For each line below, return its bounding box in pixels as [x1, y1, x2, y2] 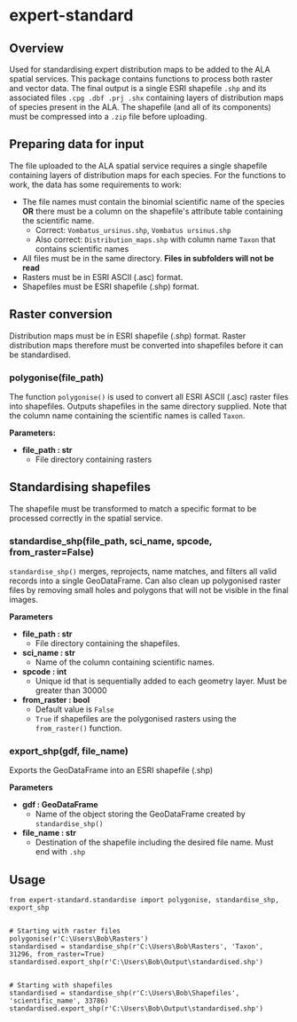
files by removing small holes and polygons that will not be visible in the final [9, 585, 289, 596]
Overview [9, 41, 65, 56]
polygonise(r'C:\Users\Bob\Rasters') [9, 934, 149, 944]
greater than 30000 [35, 685, 108, 696]
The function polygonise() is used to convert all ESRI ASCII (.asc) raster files [9, 391, 289, 402]
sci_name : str [21, 648, 75, 659]
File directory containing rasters [35, 454, 152, 464]
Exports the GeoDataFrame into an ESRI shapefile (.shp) [9, 765, 214, 776]
